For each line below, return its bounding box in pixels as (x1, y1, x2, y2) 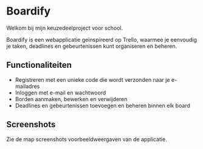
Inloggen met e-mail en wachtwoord (15, 89, 106, 96)
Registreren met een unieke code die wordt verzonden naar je (15, 76, 170, 83)
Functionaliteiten (6, 60, 72, 70)
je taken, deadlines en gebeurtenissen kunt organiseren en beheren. (6, 42, 177, 50)
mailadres (15, 82, 40, 90)
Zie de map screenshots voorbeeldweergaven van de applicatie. (6, 135, 167, 143)
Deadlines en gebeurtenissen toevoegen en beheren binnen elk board (15, 102, 190, 109)
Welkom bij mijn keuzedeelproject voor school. (6, 24, 123, 31)
